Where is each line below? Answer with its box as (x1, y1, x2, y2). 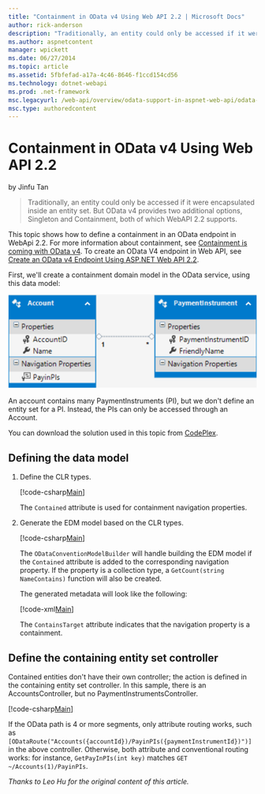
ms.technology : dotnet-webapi (8, 79, 108, 87)
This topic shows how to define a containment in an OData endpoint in (8, 230, 237, 239)
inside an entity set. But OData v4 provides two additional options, (27, 206, 243, 216)
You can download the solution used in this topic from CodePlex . (8, 428, 218, 438)
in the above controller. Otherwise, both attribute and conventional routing (8, 745, 248, 754)
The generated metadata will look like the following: (19, 589, 188, 599)
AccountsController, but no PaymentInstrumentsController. (8, 689, 199, 698)
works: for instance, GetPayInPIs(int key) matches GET (8, 753, 188, 762)
